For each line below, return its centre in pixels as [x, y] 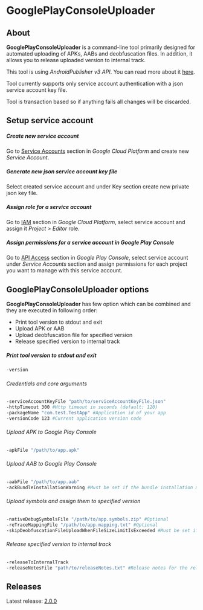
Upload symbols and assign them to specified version [73, 501]
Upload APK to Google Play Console [51, 432]
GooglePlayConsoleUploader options [78, 290]
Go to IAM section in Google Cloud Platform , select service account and [96, 222]
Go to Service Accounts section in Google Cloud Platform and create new [98, 151]
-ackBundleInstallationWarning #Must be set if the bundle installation [100, 487]
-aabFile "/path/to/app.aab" [43, 482]
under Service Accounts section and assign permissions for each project [97, 264]
